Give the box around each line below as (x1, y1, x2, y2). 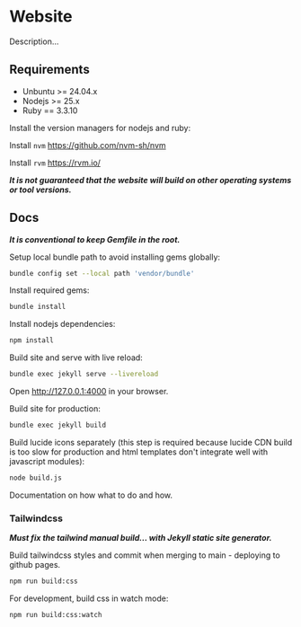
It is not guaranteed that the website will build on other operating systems (9, 174, 292, 185)
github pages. (9, 560, 61, 570)
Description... (9, 36, 59, 47)
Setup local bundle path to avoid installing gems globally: (9, 252, 221, 262)
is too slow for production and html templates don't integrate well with (9, 446, 268, 457)
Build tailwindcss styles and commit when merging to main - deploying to (9, 550, 280, 561)
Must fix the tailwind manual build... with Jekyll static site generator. (9, 533, 272, 543)
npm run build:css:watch (9, 610, 102, 619)
